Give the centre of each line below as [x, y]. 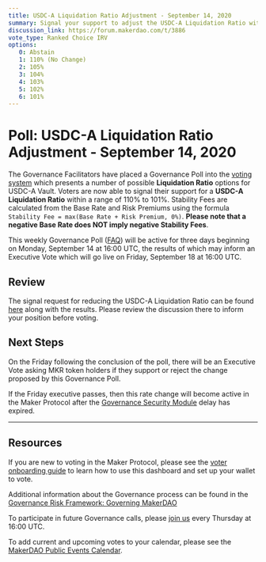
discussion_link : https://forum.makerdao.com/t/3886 [97, 30]
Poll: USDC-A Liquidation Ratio [111, 136]
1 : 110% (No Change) [53, 60]
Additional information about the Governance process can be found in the [128, 494]
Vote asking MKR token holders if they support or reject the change [118, 370]
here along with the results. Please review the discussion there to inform [126, 309]
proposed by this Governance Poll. [65, 378]
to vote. [21, 479]
